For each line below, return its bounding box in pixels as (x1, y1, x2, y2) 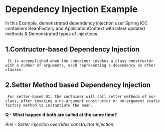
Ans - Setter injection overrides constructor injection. (5, 121, 115, 127)
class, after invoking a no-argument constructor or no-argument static (5, 98, 160, 103)
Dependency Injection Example (5, 3, 138, 15)
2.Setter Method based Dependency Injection (5, 81, 151, 89)
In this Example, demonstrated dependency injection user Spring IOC (5, 20, 148, 26)
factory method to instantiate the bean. (5, 102, 93, 108)
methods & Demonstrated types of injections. (5, 30, 99, 36)
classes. (5, 67, 24, 72)
